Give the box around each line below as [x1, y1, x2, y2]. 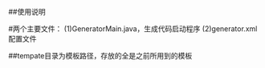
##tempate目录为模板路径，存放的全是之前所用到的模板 [8, 51, 193, 60]
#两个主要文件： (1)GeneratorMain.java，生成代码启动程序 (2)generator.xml [8, 24, 258, 34]
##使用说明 [8, 7, 46, 16]
